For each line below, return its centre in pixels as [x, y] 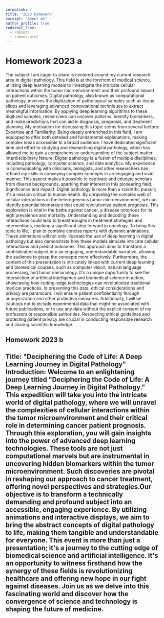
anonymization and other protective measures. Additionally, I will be [74, 298]
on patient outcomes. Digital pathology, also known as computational [75, 95]
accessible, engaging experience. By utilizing [76, 510]
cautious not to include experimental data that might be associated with [77, 304]
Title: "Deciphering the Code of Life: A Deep [74, 356]
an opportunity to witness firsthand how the [74, 563]
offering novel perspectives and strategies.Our [78, 487]
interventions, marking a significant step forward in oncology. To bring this [80, 225]
